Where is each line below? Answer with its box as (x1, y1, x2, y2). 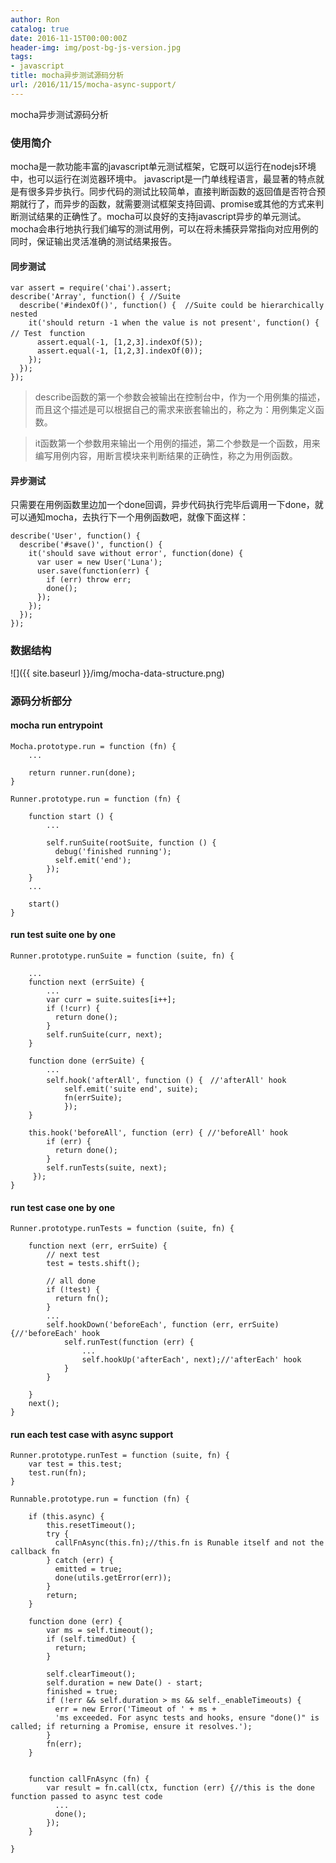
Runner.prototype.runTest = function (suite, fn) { (10, 1451, 230, 1461)
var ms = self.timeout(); (46, 1626, 155, 1636)
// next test (46, 1250, 101, 1260)
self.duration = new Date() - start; (46, 1678, 203, 1688)
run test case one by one (10, 1201, 115, 1213)
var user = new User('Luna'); (36, 557, 163, 568)
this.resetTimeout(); (46, 1521, 137, 1531)
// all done (46, 1276, 97, 1286)
